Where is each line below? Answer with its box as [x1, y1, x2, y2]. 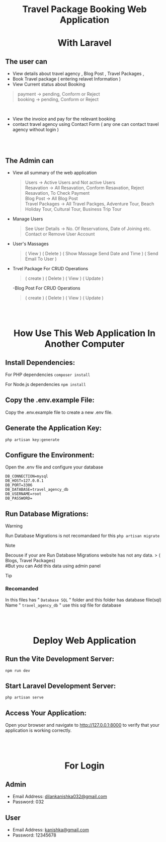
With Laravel [57, 37, 112, 49]
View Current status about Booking [12, 82, 86, 88]
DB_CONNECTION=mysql [5, 474, 49, 479]
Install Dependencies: [5, 358, 75, 367]
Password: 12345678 [12, 832, 56, 838]
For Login [64, 760, 105, 772]
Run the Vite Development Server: [5, 655, 115, 663]
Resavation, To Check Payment [25, 190, 90, 196]
